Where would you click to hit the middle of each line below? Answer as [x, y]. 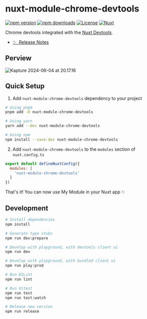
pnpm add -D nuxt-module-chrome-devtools [49, 112]
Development [27, 208]
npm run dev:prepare [27, 238]
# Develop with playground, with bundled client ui [60, 261]
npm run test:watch [26, 298]
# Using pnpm [19, 108]
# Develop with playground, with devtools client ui [62, 247]
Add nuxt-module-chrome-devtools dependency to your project [77, 98]
